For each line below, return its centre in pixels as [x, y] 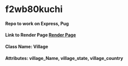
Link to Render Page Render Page [41, 35]
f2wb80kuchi [34, 9]
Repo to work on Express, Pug [37, 23]
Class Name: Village [27, 46]
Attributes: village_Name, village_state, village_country [64, 58]
